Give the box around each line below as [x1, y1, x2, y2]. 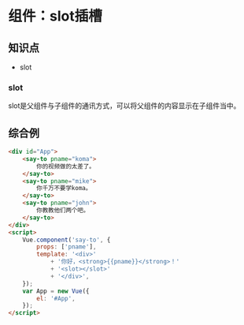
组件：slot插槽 [8, 7, 102, 25]
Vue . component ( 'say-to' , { [22, 236, 111, 244]
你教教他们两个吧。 [36, 207, 90, 215]
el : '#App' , [36, 294, 76, 302]
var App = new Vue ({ [22, 287, 90, 295]
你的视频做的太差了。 [36, 162, 96, 170]
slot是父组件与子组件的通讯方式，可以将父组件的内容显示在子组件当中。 [8, 101, 241, 110]
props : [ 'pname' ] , [36, 243, 97, 251]
